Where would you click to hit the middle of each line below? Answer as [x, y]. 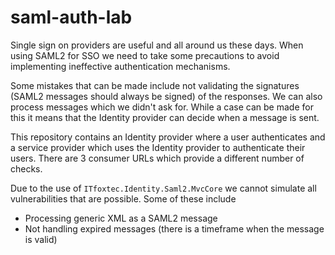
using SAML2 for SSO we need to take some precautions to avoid [145, 55]
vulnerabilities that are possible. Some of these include [123, 198]
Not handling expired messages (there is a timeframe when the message [174, 228]
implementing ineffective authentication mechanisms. [120, 66]
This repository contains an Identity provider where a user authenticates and [168, 137]
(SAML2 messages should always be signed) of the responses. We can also [166, 96]
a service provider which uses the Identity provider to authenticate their [158, 147]
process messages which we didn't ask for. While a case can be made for [162, 107]
